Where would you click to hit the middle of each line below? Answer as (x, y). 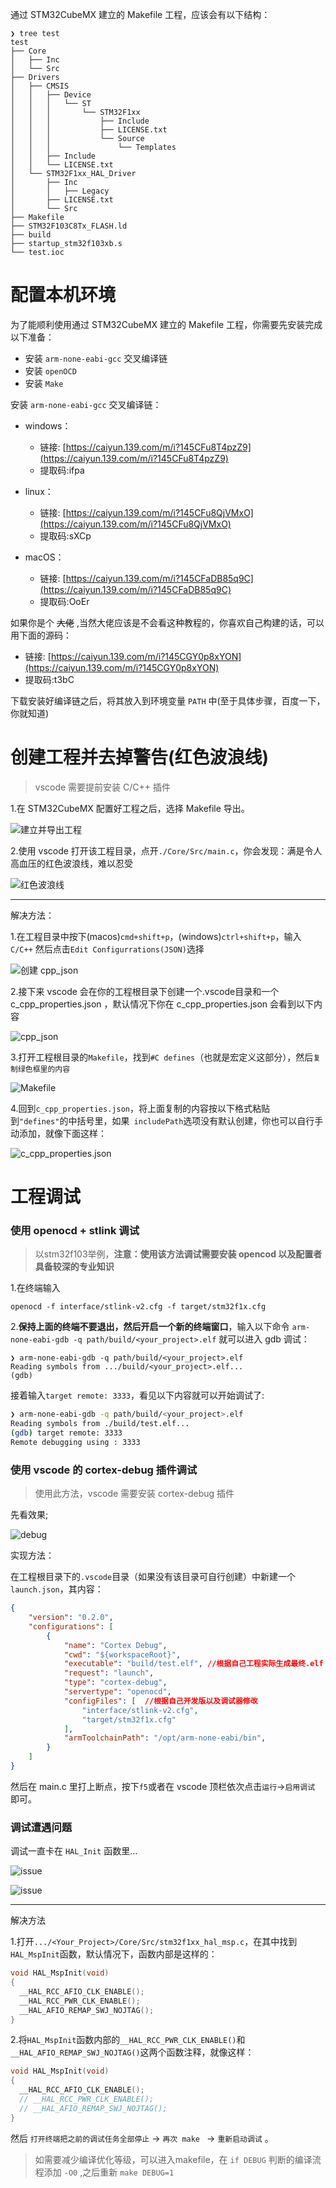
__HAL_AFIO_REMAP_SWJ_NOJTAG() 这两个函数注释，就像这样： (132, 2052)
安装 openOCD (50, 370)
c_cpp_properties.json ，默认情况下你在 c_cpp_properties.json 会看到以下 (162, 1004)
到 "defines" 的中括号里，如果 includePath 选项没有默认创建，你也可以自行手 (167, 1120)
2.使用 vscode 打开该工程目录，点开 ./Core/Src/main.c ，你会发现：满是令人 (166, 850)
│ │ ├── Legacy (60, 191)
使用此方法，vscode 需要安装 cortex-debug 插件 (134, 1494)
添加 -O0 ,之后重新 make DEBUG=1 (109, 2172)
